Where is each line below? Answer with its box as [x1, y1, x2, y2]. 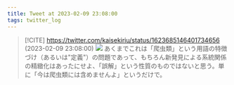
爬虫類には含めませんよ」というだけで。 [48, 70, 167, 79]
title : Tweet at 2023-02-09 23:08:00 [7, 10, 118, 17]
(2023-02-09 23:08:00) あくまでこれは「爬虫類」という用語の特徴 [24, 44, 228, 52]
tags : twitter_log [7, 17, 61, 24]
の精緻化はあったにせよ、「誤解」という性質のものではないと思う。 [24, 61, 219, 70]
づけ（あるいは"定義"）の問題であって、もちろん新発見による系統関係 [24, 53, 227, 61]
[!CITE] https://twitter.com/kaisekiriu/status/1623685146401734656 [24, 36, 220, 44]
